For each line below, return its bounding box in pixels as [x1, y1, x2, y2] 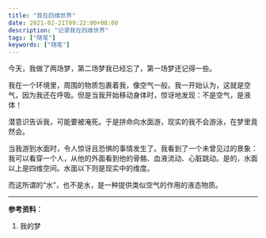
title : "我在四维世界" [8, 11, 76, 20]
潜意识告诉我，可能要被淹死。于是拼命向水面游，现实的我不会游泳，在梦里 [8, 117, 251, 127]
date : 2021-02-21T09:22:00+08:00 [8, 19, 119, 27]
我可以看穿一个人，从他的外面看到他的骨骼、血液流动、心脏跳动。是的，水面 [8, 153, 258, 163]
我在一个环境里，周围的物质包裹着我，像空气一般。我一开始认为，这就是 [8, 81, 244, 90]
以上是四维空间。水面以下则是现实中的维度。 [8, 164, 154, 173]
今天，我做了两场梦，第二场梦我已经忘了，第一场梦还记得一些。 [8, 64, 216, 74]
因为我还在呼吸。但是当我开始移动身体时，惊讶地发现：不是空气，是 [21, 90, 244, 100]
